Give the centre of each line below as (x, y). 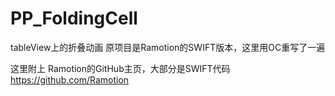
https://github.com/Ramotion (70, 79)
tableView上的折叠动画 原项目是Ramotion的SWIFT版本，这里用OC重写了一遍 (168, 47)
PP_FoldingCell (74, 18)
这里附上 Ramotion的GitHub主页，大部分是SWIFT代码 (120, 68)
